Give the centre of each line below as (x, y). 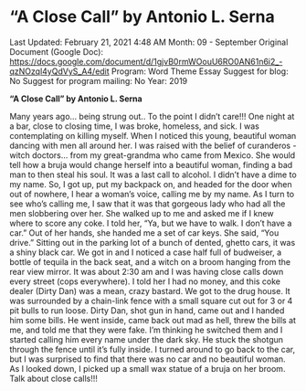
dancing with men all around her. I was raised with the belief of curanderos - (153, 145)
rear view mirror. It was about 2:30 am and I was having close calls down (147, 271)
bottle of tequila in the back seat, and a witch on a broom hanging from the (150, 261)
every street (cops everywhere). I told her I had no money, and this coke (145, 281)
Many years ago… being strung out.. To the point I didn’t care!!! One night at (152, 116)
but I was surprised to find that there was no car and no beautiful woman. (148, 359)
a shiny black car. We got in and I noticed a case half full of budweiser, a (146, 252)
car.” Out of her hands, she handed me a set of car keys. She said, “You (144, 232)
